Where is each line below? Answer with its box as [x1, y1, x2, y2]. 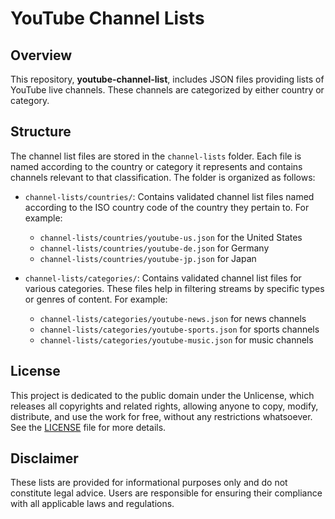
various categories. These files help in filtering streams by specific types [24, 282, 325, 294]
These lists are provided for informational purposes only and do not [10, 477, 288, 489]
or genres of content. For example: [24, 293, 168, 305]
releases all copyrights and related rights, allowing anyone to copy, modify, [10, 400, 319, 412]
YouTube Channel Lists [10, 7, 205, 30]
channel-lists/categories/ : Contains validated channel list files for [24, 272, 302, 284]
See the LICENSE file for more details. [10, 421, 167, 433]
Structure [10, 123, 72, 141]
